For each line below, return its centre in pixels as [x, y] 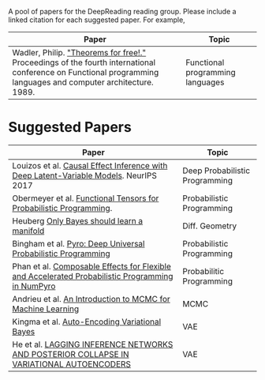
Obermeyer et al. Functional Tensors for [86, 198]
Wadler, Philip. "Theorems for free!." [79, 53]
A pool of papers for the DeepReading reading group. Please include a [122, 11]
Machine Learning [46, 309]
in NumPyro [34, 286]
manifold [28, 231]
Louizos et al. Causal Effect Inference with [90, 165]
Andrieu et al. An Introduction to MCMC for [91, 299]
